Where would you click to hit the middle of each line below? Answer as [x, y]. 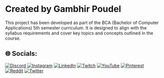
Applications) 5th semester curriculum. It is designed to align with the [76, 27]
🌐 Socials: [21, 54]
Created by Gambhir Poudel [63, 9]
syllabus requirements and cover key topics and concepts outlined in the [79, 33]
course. [13, 38]
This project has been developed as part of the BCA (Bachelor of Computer [82, 23]
